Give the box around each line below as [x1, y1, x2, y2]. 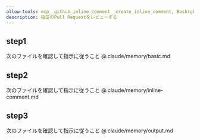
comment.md [6, 93, 39, 101]
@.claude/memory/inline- [101, 87, 164, 94]
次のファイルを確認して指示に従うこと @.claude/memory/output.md [6, 127, 174, 134]
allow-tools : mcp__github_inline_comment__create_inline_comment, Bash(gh [6, 8, 196, 15]
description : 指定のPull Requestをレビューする [6, 14, 117, 20]
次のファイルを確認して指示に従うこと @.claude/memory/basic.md [6, 53, 171, 60]
